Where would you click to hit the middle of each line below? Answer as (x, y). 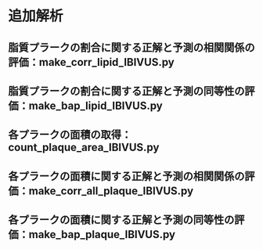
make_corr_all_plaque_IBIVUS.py (111, 191)
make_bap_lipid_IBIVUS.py (95, 105)
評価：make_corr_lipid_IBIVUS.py (91, 62)
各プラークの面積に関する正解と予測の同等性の (121, 220)
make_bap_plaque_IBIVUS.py (102, 235)
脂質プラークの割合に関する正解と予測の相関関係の (131, 47)
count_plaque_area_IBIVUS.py (84, 148)
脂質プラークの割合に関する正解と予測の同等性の (126, 91)
